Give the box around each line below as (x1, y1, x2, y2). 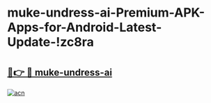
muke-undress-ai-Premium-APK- (7, 5, 205, 21)
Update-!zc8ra (7, 35, 94, 50)
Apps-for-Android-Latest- (7, 19, 162, 35)
